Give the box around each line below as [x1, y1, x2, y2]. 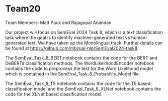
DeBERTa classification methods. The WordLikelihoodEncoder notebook [5, 60, 154, 66]
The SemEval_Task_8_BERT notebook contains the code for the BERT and [5, 54, 157, 60]
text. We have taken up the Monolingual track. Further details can [27, 39, 163, 45]
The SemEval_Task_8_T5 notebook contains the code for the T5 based [5, 80, 151, 86]
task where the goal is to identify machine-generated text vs [5, 34, 130, 40]
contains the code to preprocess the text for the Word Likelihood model [5, 65, 153, 71]
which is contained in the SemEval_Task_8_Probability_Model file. [5, 70, 140, 76]
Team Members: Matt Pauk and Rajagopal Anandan [5, 19, 112, 25]
